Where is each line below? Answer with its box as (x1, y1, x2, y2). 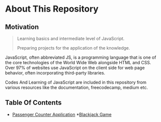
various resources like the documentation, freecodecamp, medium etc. (5, 85, 148, 90)
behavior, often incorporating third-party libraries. (5, 70, 105, 76)
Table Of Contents (5, 99, 62, 107)
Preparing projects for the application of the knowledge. (17, 45, 131, 51)
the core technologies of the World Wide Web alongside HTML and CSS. (5, 60, 152, 65)
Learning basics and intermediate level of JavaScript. (17, 35, 125, 41)
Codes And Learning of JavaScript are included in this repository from (5, 79, 147, 85)
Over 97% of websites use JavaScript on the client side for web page (5, 65, 145, 70)
